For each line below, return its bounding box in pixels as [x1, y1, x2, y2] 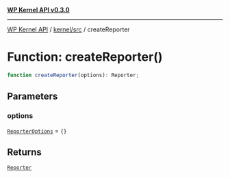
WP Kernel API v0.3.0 [7, 6, 70, 14]
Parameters [7, 91, 58, 102]
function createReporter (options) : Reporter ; [7, 72, 139, 78]
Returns [7, 146, 42, 158]
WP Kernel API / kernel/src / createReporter [7, 25, 130, 33]
